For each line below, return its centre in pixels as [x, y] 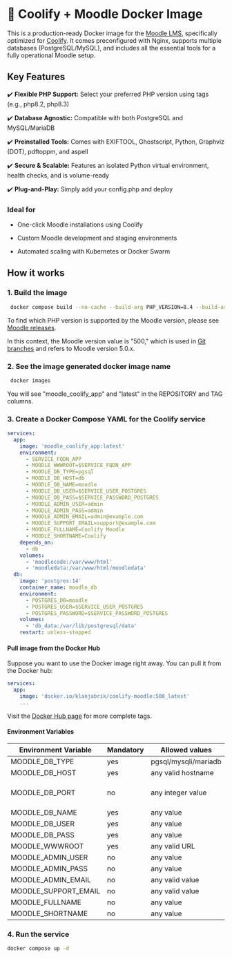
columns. [20, 401]
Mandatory [125, 750]
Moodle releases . [32, 327]
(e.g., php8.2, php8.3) [38, 104]
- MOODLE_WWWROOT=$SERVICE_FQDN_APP [78, 466]
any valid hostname [182, 772]
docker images [30, 380]
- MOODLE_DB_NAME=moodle [61, 485]
